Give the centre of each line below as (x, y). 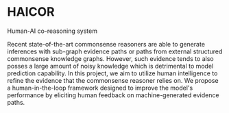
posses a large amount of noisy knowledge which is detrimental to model (110, 66)
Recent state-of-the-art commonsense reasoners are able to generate (106, 44)
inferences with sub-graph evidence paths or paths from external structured (115, 51)
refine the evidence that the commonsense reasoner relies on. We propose (113, 80)
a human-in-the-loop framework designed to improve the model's (100, 88)
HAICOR (31, 12)
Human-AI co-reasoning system (52, 31)
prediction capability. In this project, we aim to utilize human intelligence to (112, 73)
